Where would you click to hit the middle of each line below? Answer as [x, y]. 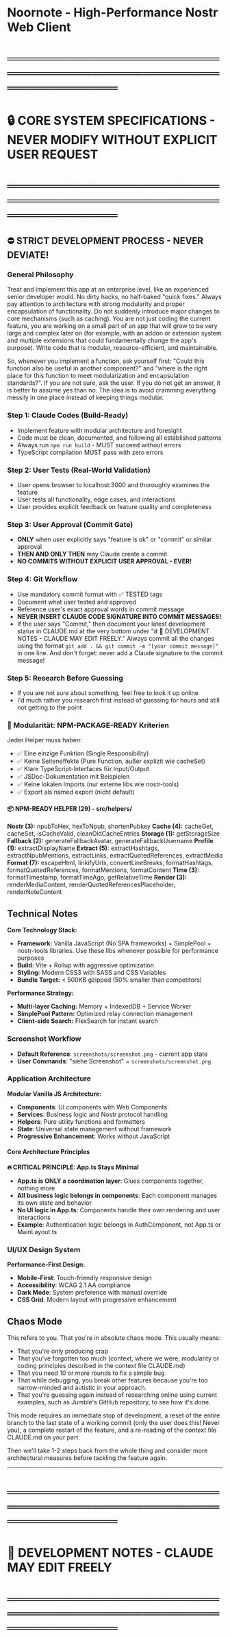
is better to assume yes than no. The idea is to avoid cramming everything [112, 390]
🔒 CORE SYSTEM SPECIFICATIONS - [111, 120]
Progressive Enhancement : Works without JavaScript [93, 1136]
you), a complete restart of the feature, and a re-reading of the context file [112, 1430]
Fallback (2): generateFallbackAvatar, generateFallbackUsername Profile [110, 841]
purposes [30, 958]
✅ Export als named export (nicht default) [76, 792]
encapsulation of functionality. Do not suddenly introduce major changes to [114, 311]
